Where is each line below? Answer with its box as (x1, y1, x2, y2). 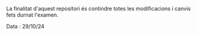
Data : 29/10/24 (6, 23, 45, 30)
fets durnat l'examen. (6, 11, 59, 18)
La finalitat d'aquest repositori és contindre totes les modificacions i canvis (6, 5, 191, 12)
